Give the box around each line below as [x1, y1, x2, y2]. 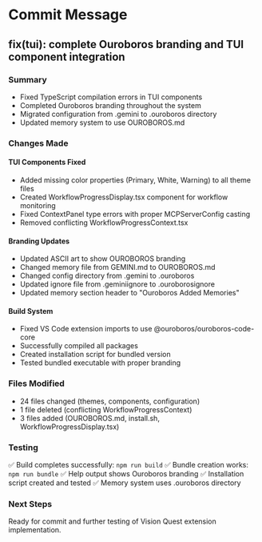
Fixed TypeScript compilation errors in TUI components [19, 92, 203, 102]
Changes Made [8, 138, 69, 149]
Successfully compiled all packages [19, 341, 138, 351]
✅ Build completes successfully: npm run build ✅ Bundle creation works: [8, 460, 249, 469]
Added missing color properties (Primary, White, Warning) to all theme [19, 175, 252, 185]
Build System [8, 306, 54, 315]
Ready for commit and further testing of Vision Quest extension [8, 516, 217, 526]
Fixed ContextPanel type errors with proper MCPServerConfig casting [19, 210, 251, 219]
